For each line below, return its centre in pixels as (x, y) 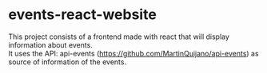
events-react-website (83, 15)
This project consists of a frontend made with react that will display (119, 36)
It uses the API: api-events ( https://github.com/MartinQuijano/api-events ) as (133, 53)
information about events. (51, 44)
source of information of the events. (67, 62)
